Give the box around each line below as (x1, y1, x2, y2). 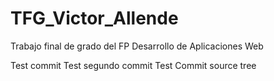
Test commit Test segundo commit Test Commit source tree (10, 59, 257, 71)
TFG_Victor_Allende (10, 7, 179, 30)
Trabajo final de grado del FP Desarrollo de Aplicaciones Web (10, 40, 264, 52)
